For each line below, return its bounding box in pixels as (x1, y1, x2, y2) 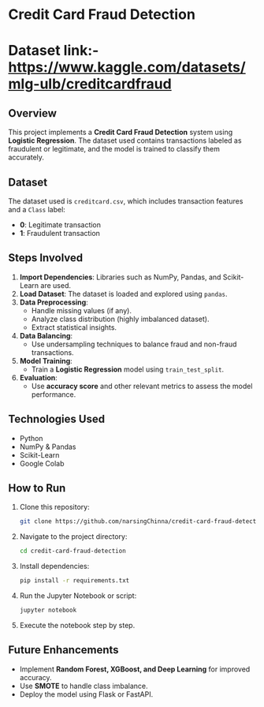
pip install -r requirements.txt (19, 577, 130, 585)
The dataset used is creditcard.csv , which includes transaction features (8, 196, 244, 206)
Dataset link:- (8, 42, 99, 60)
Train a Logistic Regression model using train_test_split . (31, 365, 225, 374)
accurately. (8, 152, 45, 163)
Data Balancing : (19, 331, 73, 340)
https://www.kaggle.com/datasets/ (8, 58, 246, 77)
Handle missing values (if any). (31, 305, 132, 315)
